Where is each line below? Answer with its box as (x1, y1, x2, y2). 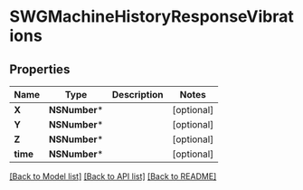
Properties (9, 62, 71, 77)
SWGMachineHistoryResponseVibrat (9, 6, 294, 27)
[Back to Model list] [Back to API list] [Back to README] (9, 171, 217, 182)
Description (111, 89, 164, 100)
